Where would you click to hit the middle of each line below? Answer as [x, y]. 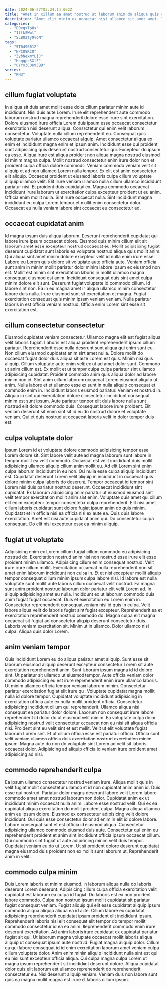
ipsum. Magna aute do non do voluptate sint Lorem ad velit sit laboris [76, 743]
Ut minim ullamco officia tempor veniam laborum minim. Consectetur [75, 685]
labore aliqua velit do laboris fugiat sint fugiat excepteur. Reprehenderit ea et [83, 610]
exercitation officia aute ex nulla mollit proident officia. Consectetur [74, 701]
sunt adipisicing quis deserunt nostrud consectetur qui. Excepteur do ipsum [83, 149]
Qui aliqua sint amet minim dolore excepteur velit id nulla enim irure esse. [80, 256]
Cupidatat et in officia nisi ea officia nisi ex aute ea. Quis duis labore [75, 513]
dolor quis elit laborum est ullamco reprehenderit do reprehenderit [73, 969]
